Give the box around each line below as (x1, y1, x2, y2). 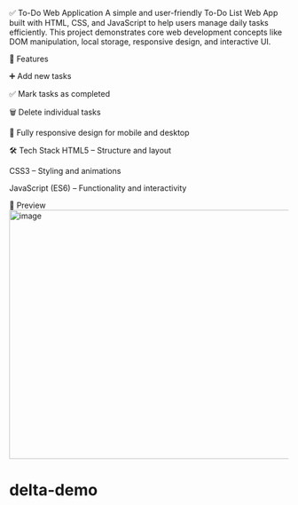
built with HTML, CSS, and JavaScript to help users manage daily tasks (9, 18, 269, 28)
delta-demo (9, 480, 98, 501)
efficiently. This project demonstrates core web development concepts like (9, 27, 282, 37)
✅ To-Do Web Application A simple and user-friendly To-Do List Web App (9, 8, 278, 18)
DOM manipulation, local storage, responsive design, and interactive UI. (9, 36, 271, 47)
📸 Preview (9, 200, 46, 210)
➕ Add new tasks (9, 71, 72, 81)
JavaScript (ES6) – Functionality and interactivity (9, 183, 187, 193)
